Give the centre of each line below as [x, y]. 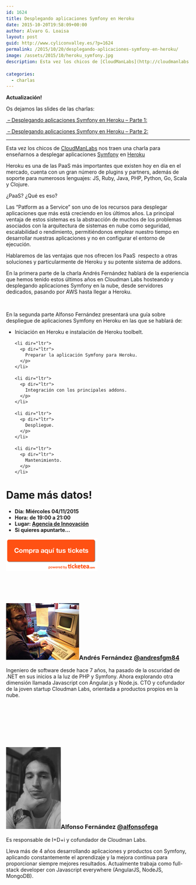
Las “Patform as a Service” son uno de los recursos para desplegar [87, 207]
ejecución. [19, 244]
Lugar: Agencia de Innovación [52, 524]
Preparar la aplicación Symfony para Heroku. [82, 355]
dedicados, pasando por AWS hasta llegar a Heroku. [69, 292]
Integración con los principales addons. [76, 390]
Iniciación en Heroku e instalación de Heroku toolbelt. [79, 332]
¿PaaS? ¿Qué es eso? [32, 196]
